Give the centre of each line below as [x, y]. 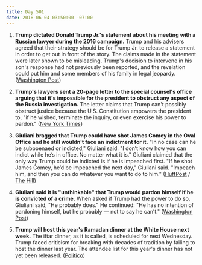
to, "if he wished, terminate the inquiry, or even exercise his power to [101, 117]
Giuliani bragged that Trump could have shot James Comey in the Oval [105, 135]
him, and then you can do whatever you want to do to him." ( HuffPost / [103, 174]
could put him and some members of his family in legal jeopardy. [95, 73]
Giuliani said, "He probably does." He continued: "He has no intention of [104, 205]
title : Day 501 [25, 12]
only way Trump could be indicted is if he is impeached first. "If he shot [104, 161]
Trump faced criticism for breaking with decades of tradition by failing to [105, 242]
